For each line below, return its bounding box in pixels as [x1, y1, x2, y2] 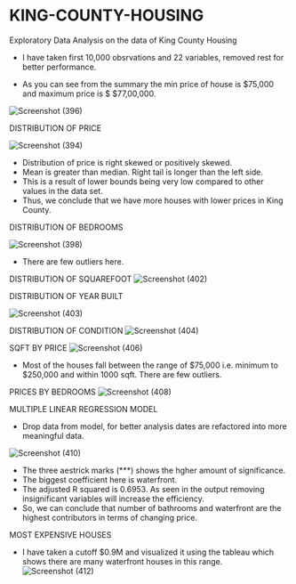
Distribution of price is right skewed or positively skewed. [21, 157, 233, 167]
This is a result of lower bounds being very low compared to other [21, 175, 264, 187]
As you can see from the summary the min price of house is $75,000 [21, 78, 274, 89]
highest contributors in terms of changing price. [21, 512, 198, 523]
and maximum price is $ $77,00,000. [21, 88, 156, 99]
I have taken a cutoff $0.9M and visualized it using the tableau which [21, 547, 275, 557]
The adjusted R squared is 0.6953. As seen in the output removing [21, 483, 265, 494]
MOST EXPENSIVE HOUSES [9, 529, 112, 539]
